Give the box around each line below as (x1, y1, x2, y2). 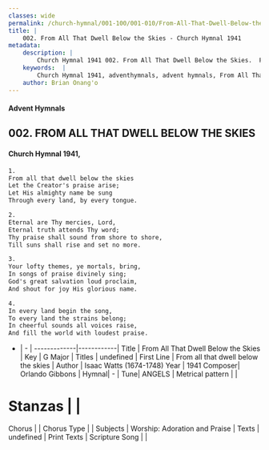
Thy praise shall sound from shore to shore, (8, 233, 163, 241)
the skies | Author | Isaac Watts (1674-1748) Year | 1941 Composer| (19, 361, 240, 371)
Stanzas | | (8, 397, 82, 416)
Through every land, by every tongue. (8, 197, 138, 205)
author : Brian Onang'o (22, 78, 98, 86)
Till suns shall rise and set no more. (8, 241, 142, 249)
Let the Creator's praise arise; (8, 182, 120, 190)
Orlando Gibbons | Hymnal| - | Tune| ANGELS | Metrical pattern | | (19, 369, 238, 379)
